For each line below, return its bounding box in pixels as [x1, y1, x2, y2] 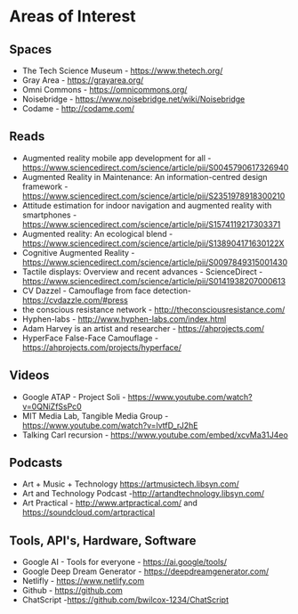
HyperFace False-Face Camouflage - [21, 332, 158, 343]
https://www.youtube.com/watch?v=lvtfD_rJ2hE [21, 420, 198, 430]
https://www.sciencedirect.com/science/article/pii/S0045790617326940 [21, 162, 289, 173]
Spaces [9, 42, 52, 57]
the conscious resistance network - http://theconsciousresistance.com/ [21, 304, 286, 315]
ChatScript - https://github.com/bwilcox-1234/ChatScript [21, 594, 230, 605]
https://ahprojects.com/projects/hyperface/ [21, 341, 182, 353]
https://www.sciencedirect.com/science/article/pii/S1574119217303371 [21, 218, 281, 229]
